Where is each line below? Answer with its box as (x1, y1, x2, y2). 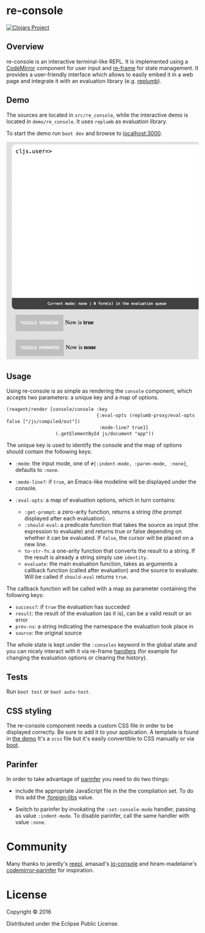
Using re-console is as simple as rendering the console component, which (6, 387, 192, 394)
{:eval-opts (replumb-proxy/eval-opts (96, 413, 195, 419)
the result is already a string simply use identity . (24, 554, 148, 561)
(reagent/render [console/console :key (6, 407, 108, 413)
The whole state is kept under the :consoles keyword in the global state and (6, 641, 197, 648)
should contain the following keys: (6, 448, 93, 456)
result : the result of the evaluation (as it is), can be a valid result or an (15, 610, 192, 617)
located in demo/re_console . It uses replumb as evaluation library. (6, 117, 168, 125)
